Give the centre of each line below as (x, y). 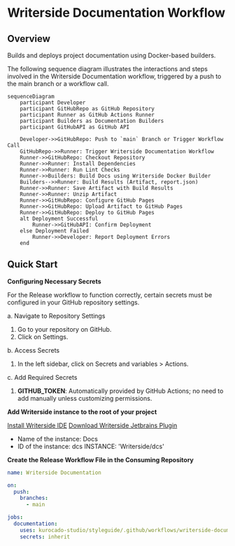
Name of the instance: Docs (57, 438)
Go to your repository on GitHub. (64, 329)
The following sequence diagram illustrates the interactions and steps (108, 69)
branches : (34, 498)
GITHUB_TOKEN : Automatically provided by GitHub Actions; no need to (120, 391)
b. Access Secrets (34, 350)
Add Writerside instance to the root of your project (82, 412)
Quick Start (33, 264)
